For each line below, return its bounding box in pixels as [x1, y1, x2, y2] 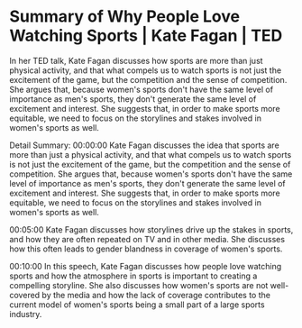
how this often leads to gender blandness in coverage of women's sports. [9, 243, 283, 254]
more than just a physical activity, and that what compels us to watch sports [9, 149, 292, 159]
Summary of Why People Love [9, 6, 241, 27]
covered [9, 289, 41, 300]
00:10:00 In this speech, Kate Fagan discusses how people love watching [9, 260, 282, 271]
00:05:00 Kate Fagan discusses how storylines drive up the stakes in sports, [9, 223, 294, 235]
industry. [9, 308, 42, 319]
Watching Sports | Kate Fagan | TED [9, 25, 283, 46]
